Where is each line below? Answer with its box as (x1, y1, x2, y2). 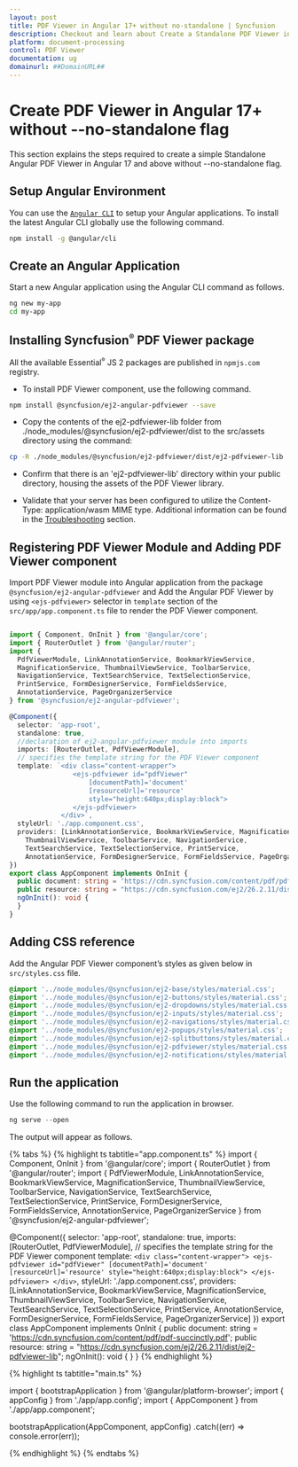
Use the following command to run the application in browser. (9, 1098, 234, 1109)
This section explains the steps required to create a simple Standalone (9, 148, 266, 160)
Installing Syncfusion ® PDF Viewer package (9, 332, 255, 348)
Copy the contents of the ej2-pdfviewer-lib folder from (21, 417, 222, 427)
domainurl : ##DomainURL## (9, 63, 105, 72)
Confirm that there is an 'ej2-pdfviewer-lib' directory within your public (21, 469, 281, 480)
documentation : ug (9, 54, 77, 63)
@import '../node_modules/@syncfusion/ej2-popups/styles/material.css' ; (9, 1026, 284, 1035)
